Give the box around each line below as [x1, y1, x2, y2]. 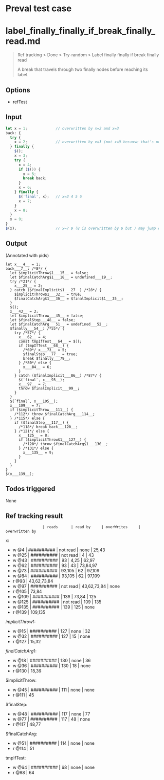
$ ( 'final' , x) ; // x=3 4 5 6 [18, 194, 82, 199]
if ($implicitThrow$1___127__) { [18, 437, 87, 442]
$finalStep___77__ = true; [23, 351, 78, 357]
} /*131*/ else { [18, 446, 54, 451]
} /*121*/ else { [14, 429, 50, 433]
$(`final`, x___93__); [18, 377, 65, 382]
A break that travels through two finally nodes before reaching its [17, 66, 148, 72]
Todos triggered [5, 485, 55, 493]
